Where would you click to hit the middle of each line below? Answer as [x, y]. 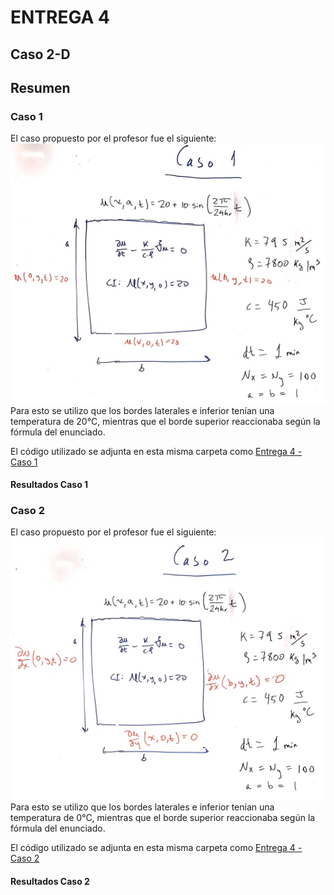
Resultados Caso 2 [50, 881]
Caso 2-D [40, 54]
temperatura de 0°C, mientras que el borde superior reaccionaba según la [163, 817]
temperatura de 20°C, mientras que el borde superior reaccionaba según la [165, 421]
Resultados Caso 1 [49, 485]
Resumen [40, 87]
